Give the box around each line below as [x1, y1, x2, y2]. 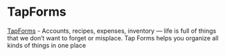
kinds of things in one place [7, 41, 87, 49]
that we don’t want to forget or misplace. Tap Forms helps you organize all [7, 33, 219, 42]
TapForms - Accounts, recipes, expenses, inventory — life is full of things [7, 27, 217, 35]
